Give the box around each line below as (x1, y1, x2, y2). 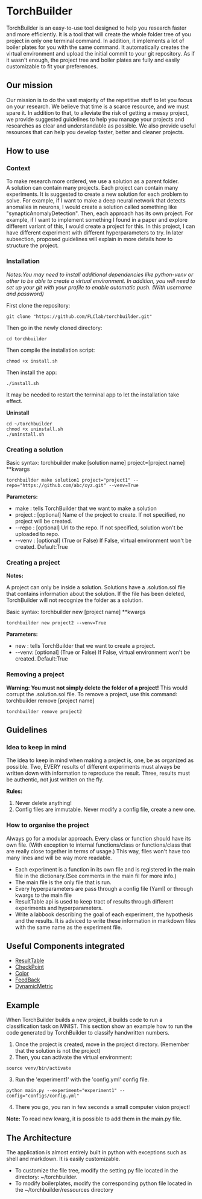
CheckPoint (14, 963, 44, 971)
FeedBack (14, 976, 40, 983)
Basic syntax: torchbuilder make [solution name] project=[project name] (6, 459, 185, 467)
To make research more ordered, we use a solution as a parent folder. (6, 178, 179, 185)
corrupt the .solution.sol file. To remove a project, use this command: (6, 690, 178, 697)
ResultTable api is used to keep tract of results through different (14, 897, 174, 905)
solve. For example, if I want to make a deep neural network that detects (6, 197, 186, 204)
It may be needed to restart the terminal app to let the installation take (6, 391, 180, 398)
